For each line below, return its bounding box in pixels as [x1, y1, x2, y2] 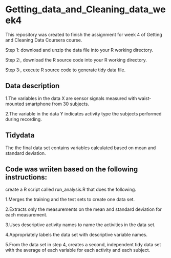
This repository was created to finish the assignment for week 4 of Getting [5, 31, 162, 37]
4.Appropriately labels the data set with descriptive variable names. [5, 232, 147, 238]
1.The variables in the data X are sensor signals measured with [5, 95, 137, 101]
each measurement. [5, 212, 48, 218]
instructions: [5, 173, 48, 182]
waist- [138, 95, 152, 101]
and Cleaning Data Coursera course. [5, 37, 82, 43]
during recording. [5, 116, 42, 122]
